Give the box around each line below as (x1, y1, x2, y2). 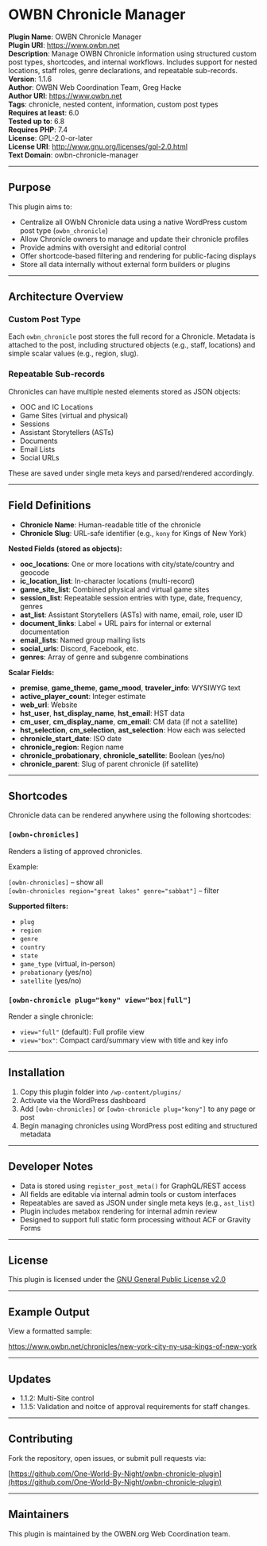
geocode (19, 567, 50, 577)
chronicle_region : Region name (19, 742, 125, 752)
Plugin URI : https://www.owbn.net (8, 40, 120, 49)
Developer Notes (8, 1159, 94, 1174)
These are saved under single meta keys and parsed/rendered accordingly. (8, 468, 254, 478)
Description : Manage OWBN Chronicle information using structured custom (8, 49, 257, 58)
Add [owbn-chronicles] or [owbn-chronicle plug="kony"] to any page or (19, 1104, 256, 1113)
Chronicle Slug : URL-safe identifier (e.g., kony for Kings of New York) (19, 528, 247, 538)
